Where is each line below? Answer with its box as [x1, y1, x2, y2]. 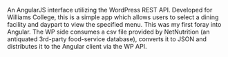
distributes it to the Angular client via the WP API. [7, 43, 147, 50]
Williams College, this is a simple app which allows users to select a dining [7, 13, 219, 21]
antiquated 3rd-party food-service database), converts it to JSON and [7, 35, 207, 43]
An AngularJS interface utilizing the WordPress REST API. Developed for [7, 6, 213, 14]
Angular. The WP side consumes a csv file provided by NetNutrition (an [7, 27, 210, 36]
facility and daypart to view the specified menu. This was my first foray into [7, 21, 222, 28]
